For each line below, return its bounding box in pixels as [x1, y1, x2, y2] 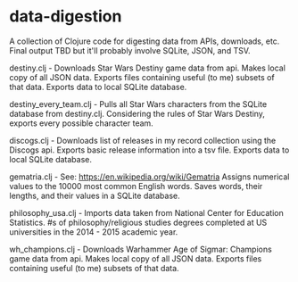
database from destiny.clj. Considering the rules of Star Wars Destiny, [9, 108, 266, 119]
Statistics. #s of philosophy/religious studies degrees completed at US [9, 217, 268, 228]
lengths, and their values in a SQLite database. [9, 190, 180, 201]
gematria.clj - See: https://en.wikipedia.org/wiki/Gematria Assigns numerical [9, 171, 290, 182]
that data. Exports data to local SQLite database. [9, 81, 187, 92]
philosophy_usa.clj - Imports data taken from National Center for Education [9, 207, 284, 218]
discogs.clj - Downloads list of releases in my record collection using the [9, 135, 277, 145]
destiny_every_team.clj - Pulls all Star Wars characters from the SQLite [9, 98, 268, 109]
